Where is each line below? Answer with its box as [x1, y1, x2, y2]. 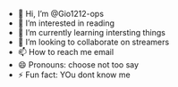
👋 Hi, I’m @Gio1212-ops [17, 9, 105, 19]
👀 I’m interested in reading [17, 18, 114, 28]
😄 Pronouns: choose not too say [17, 59, 140, 70]
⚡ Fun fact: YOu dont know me [17, 69, 131, 80]
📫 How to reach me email [17, 47, 114, 57]
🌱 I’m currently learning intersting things [17, 28, 166, 37]
